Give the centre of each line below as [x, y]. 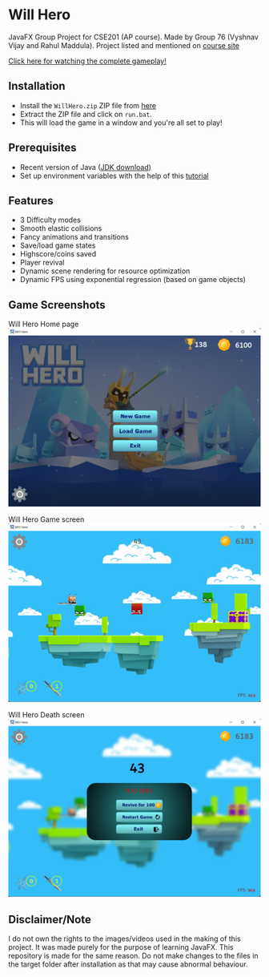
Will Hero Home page [44, 324]
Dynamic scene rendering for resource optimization [105, 271]
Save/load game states [58, 245]
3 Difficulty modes [50, 220]
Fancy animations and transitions [74, 237]
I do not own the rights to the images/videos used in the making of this [125, 939]
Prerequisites [42, 148]
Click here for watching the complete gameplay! [87, 61]
